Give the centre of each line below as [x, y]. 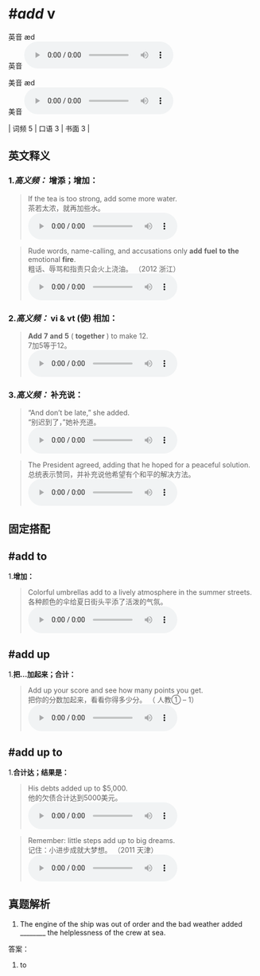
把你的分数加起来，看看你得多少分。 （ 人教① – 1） [113, 700]
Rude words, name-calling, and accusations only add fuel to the [134, 251]
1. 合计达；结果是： [39, 772]
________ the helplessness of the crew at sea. [93, 932]
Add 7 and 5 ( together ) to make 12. [88, 336]
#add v [32, 14]
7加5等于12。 [49, 345]
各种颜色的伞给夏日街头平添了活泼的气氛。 [97, 602]
